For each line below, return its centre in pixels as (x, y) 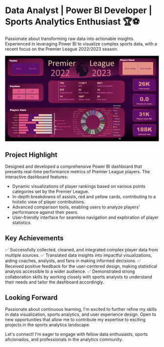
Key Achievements (34, 238)
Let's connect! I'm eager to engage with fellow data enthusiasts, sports (76, 334)
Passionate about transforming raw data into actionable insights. (70, 39)
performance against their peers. (45, 212)
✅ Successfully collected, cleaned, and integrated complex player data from (82, 250)
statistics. (22, 223)
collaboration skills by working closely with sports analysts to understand (79, 277)
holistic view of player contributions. (49, 202)
